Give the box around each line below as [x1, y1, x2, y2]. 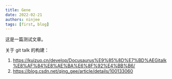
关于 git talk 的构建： [5, 47, 49, 54]
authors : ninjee [5, 17, 40, 22]
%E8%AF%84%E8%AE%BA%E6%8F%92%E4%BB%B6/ [12, 63, 136, 69]
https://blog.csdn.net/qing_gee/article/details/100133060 [12, 68, 133, 74]
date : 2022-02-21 [5, 12, 42, 17]
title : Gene [5, 7, 31, 13]
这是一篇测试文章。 [5, 36, 46, 42]
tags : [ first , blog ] [5, 21, 50, 27]
